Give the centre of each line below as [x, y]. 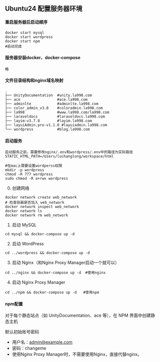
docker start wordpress [29, 37]
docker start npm [23, 41]
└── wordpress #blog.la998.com [48, 129]
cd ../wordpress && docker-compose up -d [48, 253]
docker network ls [24, 211]
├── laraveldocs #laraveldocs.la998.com [55, 117]
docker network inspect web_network [42, 207]
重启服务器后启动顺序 [26, 22]
